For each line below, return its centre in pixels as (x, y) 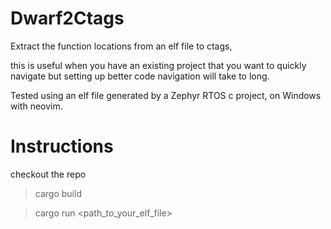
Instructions (62, 146)
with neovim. (36, 106)
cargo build (58, 193)
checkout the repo (48, 174)
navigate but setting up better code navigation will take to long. (140, 76)
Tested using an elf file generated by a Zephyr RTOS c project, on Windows (166, 95)
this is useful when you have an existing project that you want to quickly (158, 65)
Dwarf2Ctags (67, 18)
